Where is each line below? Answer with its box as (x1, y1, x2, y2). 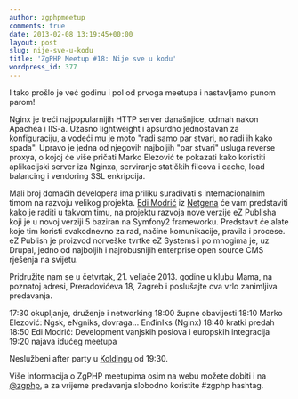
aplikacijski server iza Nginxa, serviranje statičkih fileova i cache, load (9, 161, 265, 172)
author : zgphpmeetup (9, 12, 86, 22)
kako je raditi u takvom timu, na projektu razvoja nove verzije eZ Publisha (9, 207, 277, 217)
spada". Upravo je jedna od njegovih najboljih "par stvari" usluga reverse (9, 142, 276, 152)
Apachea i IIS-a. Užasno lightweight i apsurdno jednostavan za (9, 123, 239, 134)
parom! (9, 96, 36, 107)
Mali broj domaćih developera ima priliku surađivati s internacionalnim (9, 188, 265, 199)
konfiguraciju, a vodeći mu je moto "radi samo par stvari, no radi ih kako (9, 133, 273, 143)
